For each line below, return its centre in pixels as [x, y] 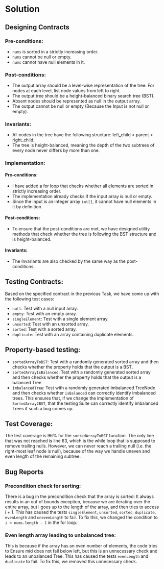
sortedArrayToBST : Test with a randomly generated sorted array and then [85, 362]
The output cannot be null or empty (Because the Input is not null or [81, 106]
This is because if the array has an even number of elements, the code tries [81, 546]
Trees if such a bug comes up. [43, 408]
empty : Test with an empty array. [45, 313]
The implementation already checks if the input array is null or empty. [82, 196]
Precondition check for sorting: [43, 486]
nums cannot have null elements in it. [48, 62]
